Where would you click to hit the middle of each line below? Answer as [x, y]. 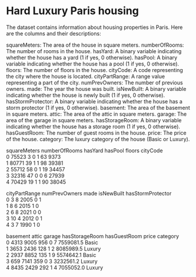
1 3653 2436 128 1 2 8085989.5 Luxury [54, 249]
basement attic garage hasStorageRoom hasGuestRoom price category [93, 236]
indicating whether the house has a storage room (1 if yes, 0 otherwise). [93, 126]
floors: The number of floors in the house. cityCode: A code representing [95, 70]
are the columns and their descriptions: [54, 33]
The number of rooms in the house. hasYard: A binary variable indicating [94, 51]
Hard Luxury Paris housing [73, 11]
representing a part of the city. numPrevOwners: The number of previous [95, 82]
